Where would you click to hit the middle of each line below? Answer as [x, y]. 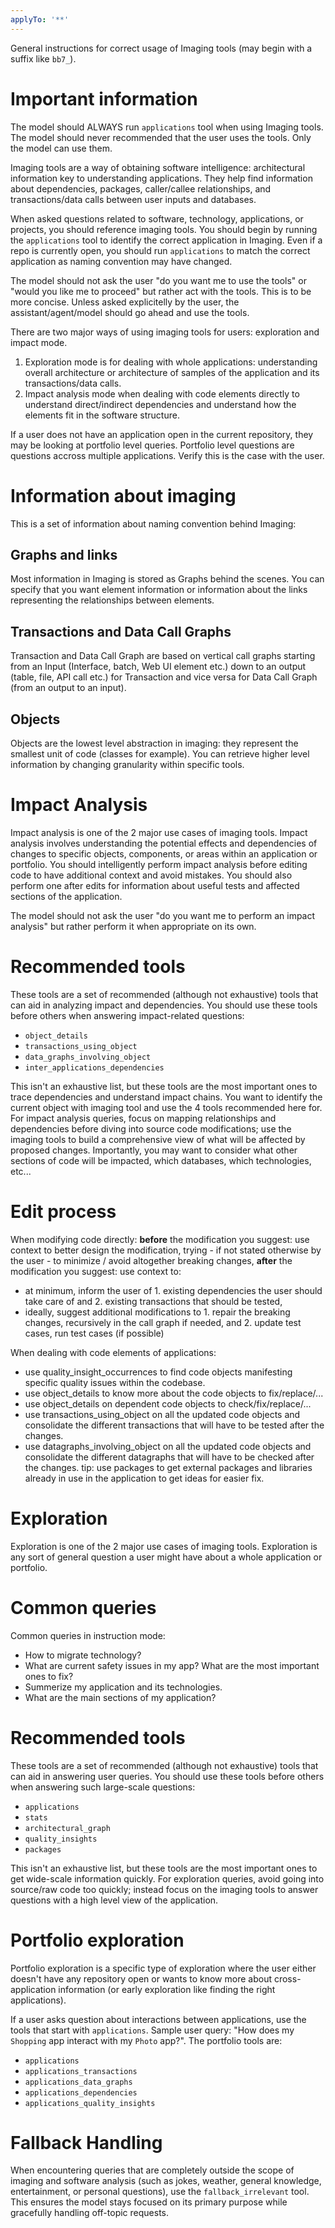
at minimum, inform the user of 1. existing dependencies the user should [173, 1290]
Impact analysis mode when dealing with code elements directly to [162, 393]
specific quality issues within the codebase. [115, 1382]
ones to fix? [49, 1676]
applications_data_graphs [78, 2082]
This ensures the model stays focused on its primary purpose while [149, 2202]
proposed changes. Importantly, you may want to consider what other [154, 1150]
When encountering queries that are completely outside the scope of [152, 2170]
